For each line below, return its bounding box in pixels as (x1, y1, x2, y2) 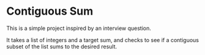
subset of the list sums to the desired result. (6, 43, 117, 50)
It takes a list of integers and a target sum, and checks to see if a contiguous (6, 36, 199, 43)
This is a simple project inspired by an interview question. (6, 24, 152, 32)
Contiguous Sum (6, 4, 94, 18)
